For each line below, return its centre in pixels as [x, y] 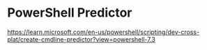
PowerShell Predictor [70, 13]
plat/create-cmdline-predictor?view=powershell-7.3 [81, 39]
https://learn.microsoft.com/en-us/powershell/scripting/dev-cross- [103, 32]
